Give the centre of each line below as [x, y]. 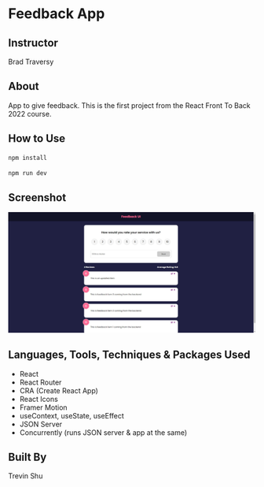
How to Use [37, 139]
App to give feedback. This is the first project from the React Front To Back [129, 105]
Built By [27, 457]
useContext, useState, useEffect [71, 415]
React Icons [39, 399]
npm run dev [27, 173]
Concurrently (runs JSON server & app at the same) [103, 432]
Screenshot [37, 197]
